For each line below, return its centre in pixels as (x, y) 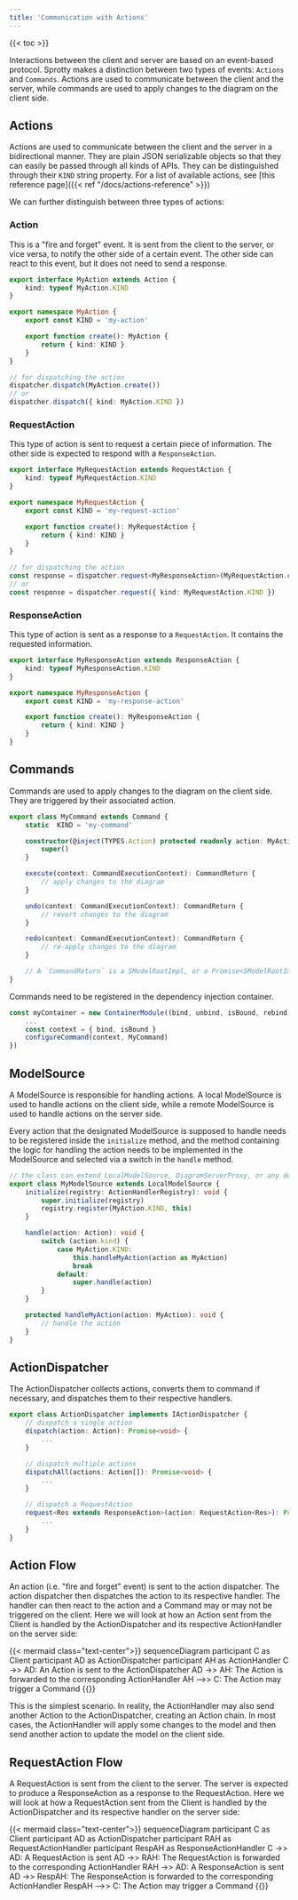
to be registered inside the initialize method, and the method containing (145, 1140)
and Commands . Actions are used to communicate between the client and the (146, 79)
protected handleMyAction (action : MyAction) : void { (125, 1315)
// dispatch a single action (79, 1423)
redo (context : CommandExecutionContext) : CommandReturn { (134, 938)
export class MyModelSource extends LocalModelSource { (114, 1184)
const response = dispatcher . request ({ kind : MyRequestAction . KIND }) (142, 592)
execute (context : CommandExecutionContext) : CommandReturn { (140, 874)
